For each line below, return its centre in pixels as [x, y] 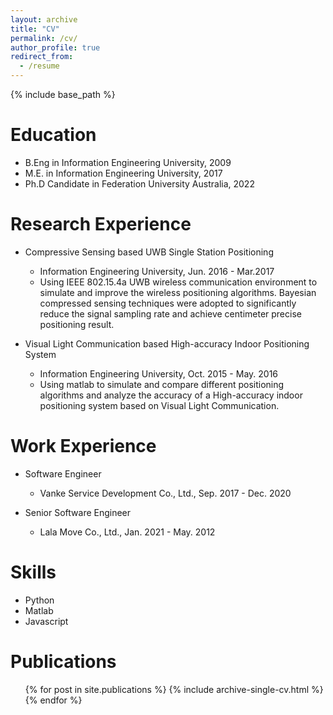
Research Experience [101, 224]
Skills [33, 572]
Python [39, 600]
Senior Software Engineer [78, 512]
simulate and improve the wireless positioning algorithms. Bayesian [178, 292]
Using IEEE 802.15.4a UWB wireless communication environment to [178, 282]
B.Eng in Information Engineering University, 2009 [128, 162]
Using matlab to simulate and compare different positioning [162, 384]
